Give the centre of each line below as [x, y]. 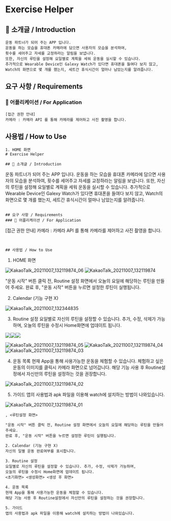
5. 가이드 [14, 508]
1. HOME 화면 [18, 150]
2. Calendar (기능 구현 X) [32, 445]
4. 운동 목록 [17, 487]
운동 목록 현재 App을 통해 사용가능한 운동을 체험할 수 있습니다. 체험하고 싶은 [88, 361]
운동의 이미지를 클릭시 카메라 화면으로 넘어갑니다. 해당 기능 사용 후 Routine [87, 367]
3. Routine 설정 [21, 461]
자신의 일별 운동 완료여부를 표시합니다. [41, 451]
